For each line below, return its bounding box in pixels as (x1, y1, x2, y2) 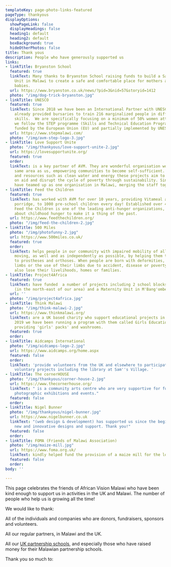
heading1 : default (10, 31, 49, 36)
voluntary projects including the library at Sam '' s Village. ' (14, 367, 154, 372)
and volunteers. (5, 521, 38, 527)
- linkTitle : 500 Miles (5, 225, 56, 231)
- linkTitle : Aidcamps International (5, 339, 85, 344)
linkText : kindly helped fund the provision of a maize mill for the (10, 452, 160, 458)
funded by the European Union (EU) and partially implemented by (14, 126, 156, 131)
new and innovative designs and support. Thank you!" (14, 423, 131, 429)
